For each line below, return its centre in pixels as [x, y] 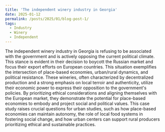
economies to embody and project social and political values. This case [77, 103]
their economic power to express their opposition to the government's [76, 88]
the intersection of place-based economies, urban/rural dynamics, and [77, 72]
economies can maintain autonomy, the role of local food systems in [74, 114]
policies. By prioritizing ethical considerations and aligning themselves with [81, 93]
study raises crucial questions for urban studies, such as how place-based [81, 108]
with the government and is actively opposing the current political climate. [80, 56]
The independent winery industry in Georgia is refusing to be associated [78, 51]
